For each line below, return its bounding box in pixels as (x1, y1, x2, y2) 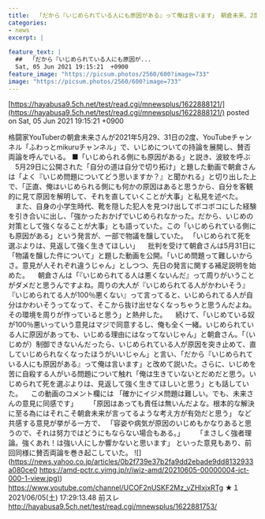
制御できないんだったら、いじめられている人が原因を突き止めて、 (35, 339, 250, 349)
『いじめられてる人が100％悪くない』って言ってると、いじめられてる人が (8, 289, 247, 300)
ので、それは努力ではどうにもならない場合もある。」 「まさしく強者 (14, 428, 245, 438)
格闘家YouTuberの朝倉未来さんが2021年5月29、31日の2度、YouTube (8, 132, 232, 142)
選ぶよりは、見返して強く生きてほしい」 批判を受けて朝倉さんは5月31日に (8, 241, 256, 250)
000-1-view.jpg (8, 473, 58, 483)
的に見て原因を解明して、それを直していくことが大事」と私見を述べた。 (8, 191, 243, 201)
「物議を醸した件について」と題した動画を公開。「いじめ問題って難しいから (8, 250, 253, 260)
